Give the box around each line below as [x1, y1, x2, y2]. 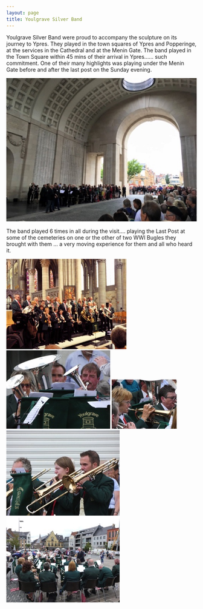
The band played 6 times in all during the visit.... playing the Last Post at [6, 227, 185, 235]
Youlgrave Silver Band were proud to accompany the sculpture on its [6, 33, 177, 41]
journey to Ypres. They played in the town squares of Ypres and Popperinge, [6, 40, 197, 47]
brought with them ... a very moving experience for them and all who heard [6, 240, 193, 247]
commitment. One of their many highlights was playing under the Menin [6, 59, 184, 67]
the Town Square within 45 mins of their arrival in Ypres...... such [6, 53, 167, 60]
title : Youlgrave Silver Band [6, 16, 83, 22]
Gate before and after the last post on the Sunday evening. [6, 66, 152, 73]
